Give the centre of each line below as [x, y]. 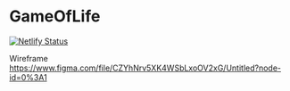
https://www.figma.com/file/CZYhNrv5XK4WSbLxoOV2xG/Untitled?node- [145, 68]
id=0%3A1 [28, 77]
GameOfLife [55, 17]
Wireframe [29, 58]
